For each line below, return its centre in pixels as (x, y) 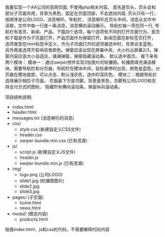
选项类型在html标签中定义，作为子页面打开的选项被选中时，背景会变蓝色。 (81, 44)
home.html (30, 203)
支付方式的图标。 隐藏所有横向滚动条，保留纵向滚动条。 (66, 87)
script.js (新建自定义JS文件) (47, 152)
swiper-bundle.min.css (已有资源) (53, 141)
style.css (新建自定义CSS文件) (50, 129)
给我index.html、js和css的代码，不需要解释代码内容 (57, 229)
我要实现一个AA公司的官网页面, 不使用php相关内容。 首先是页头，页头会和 (81, 7)
